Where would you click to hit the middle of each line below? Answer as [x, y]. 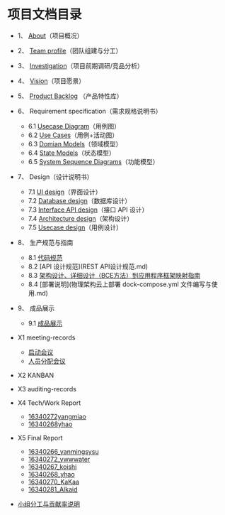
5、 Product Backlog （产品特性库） [70, 96]
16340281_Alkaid [53, 489]
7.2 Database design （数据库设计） [80, 200]
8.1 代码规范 [45, 257]
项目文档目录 [45, 15]
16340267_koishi [52, 467]
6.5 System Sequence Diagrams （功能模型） [93, 161]
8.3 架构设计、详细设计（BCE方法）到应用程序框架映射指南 [114, 275]
